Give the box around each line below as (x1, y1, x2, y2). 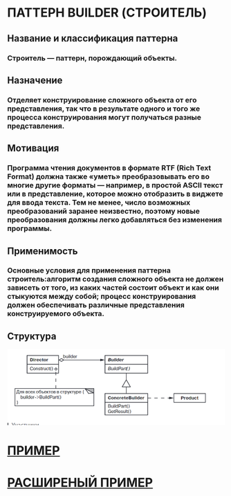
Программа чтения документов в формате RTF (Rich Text (7, 163, 212, 173)
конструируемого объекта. (7, 309, 105, 319)
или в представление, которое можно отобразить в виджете (7, 189, 223, 199)
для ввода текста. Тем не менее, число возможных (7, 198, 191, 208)
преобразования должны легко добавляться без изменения (7, 215, 223, 225)
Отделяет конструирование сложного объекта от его (7, 95, 197, 104)
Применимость (7, 245, 78, 257)
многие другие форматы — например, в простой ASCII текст (7, 181, 223, 190)
